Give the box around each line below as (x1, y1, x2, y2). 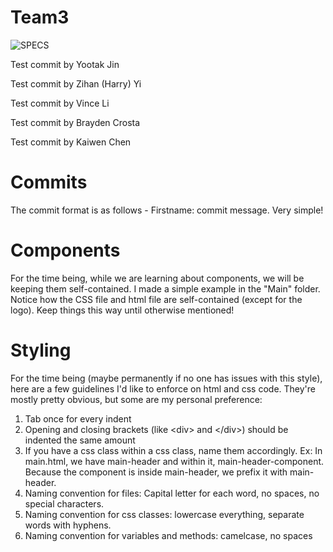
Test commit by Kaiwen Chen (10, 136, 132, 148)
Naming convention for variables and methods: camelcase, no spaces (24, 529, 313, 541)
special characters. (24, 497, 105, 510)
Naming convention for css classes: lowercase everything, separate (24, 508, 305, 520)
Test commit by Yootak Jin (10, 58, 120, 70)
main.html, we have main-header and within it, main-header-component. (24, 455, 325, 467)
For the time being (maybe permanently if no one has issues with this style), (10, 372, 323, 384)
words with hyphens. (24, 519, 112, 531)
